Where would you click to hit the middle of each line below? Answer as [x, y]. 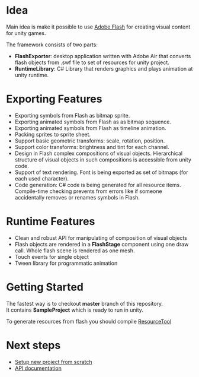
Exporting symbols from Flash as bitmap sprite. [72, 115]
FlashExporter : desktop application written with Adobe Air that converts [103, 56]
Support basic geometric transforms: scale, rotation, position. [90, 141]
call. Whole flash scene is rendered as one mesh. [75, 251]
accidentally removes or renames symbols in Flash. [77, 197]
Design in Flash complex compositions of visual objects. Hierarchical [98, 153]
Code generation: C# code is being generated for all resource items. [98, 185]
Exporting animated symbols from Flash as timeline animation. [91, 128]
